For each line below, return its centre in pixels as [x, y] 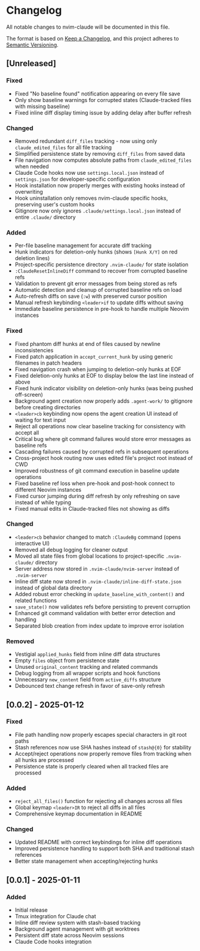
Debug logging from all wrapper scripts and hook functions [87, 673]
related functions [36, 600]
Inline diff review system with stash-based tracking [78, 923]
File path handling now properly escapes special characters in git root [101, 734]
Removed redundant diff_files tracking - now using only [86, 141]
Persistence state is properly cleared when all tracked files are [92, 766]
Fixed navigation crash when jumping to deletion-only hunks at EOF [98, 369]
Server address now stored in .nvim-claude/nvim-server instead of [97, 569]
